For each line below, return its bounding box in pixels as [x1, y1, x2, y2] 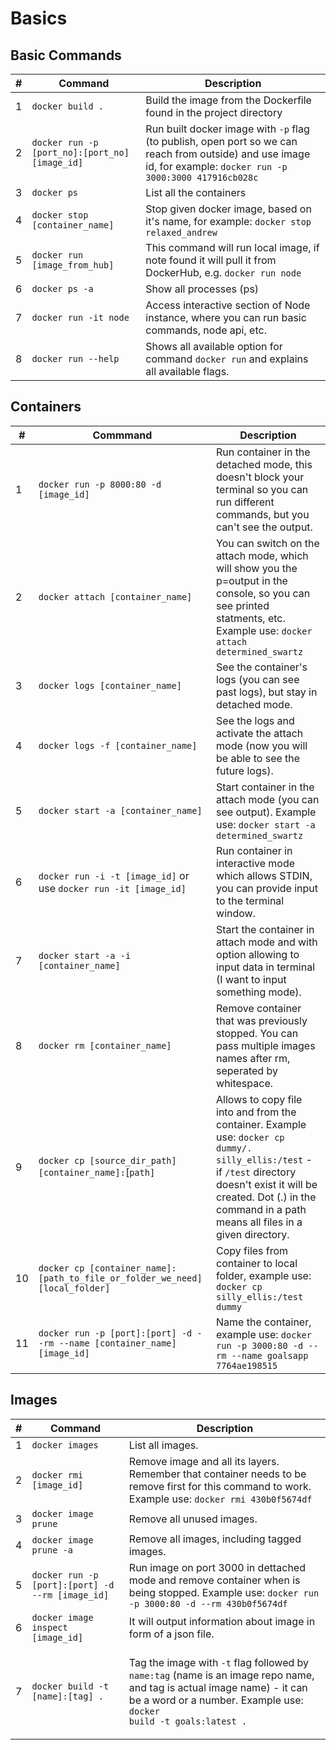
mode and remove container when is [128, 1573, 301, 1587]
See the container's [216, 660, 308, 674]
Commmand [92, 428, 153, 442]
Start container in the [216, 780, 315, 794]
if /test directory [216, 1165, 297, 1179]
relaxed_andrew [145, 227, 218, 238]
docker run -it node [31, 312, 130, 323]
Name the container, [216, 1315, 312, 1329]
